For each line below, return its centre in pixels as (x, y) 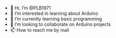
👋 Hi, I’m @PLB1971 (31, 8)
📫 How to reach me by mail (40, 30)
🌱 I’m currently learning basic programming (56, 19)
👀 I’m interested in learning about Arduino (54, 13)
